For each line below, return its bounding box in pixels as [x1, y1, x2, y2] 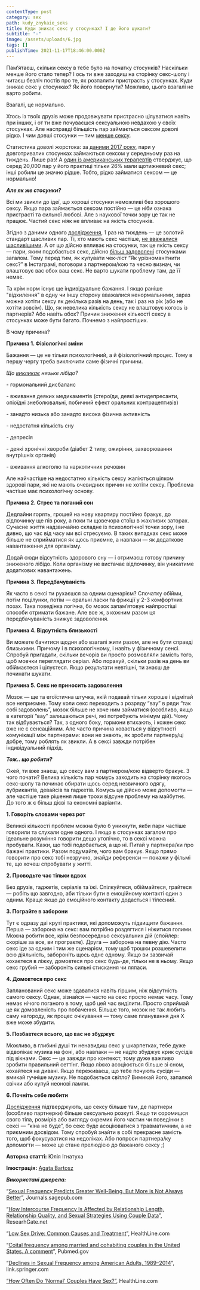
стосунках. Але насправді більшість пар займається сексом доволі [6, 125, 179, 132]
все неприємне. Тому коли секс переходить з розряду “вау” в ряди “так [6, 699, 191, 707]
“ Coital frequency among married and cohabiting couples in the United [6, 1241, 180, 1248]
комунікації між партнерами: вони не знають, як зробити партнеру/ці [6, 731, 184, 738]
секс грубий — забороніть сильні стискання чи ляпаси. [6, 964, 148, 971]
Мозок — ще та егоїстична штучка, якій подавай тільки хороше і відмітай [6, 693, 193, 700]
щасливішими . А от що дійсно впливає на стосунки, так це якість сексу [6, 242, 189, 249]
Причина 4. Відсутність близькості [6, 626, 98, 634]
